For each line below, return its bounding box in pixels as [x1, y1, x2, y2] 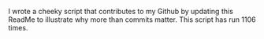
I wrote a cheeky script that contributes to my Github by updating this [8, 7, 234, 16]
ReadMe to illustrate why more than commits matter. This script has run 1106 [8, 15, 256, 24]
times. [8, 23, 28, 32]
